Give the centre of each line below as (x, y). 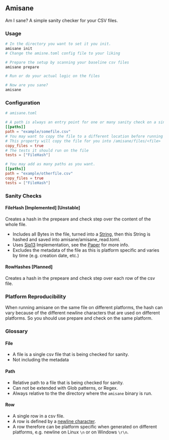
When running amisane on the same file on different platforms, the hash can (84, 308)
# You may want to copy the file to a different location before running (84, 136)
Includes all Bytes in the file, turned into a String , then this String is (81, 234)
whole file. (16, 224)
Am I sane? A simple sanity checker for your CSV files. (62, 20)
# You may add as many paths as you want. (50, 164)
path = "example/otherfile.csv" (39, 174)
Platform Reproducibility (36, 297)
